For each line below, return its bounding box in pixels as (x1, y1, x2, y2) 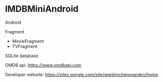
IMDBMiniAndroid (5, 3, 79, 15)
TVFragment (12, 43, 38, 49)
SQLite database (5, 52, 39, 59)
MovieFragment (12, 38, 44, 44)
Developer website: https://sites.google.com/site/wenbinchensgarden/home (5, 71, 159, 77)
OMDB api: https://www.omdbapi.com (5, 62, 81, 68)
